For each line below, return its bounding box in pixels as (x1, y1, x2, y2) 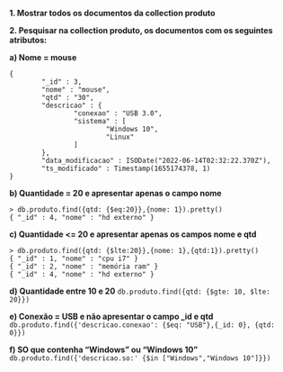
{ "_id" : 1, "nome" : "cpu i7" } (9, 254, 139, 263)
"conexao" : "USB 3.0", (73, 109, 164, 118)
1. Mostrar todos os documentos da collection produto (9, 8, 216, 18)
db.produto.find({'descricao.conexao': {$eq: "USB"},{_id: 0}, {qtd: (9, 321, 276, 330)
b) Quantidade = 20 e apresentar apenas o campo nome (9, 188, 222, 198)
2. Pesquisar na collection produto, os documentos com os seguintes (9, 25, 273, 35)
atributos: (9, 35, 48, 45)
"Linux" (105, 132, 135, 141)
